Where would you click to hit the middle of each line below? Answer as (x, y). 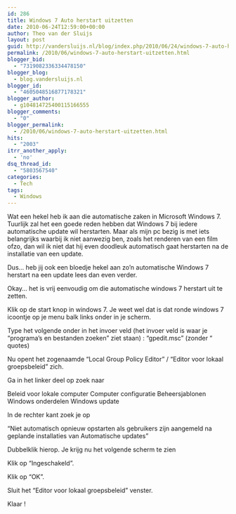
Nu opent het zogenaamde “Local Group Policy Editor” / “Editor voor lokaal (115, 360)
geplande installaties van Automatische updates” (78, 436)
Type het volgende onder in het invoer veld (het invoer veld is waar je (107, 331)
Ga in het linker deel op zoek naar (56, 381)
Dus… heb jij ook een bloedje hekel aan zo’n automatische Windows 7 (108, 268)
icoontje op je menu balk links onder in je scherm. (79, 317)
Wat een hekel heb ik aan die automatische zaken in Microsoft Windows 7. (114, 217)
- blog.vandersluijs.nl (48, 79)
